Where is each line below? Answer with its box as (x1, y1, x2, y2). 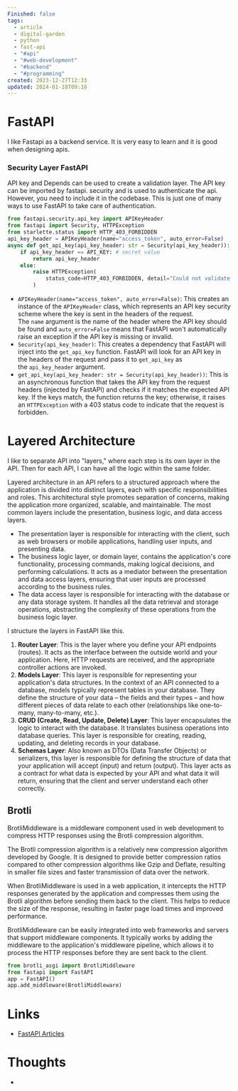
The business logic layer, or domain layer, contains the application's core (17, 553, 231, 561)
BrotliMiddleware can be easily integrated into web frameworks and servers (7, 925, 229, 934)
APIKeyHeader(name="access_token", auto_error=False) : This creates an (17, 295, 229, 303)
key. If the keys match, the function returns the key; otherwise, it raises (17, 393, 226, 402)
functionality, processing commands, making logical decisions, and (17, 560, 215, 568)
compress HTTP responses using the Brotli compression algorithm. (7, 831, 204, 840)
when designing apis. (7, 145, 70, 154)
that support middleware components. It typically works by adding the (7, 933, 213, 941)
